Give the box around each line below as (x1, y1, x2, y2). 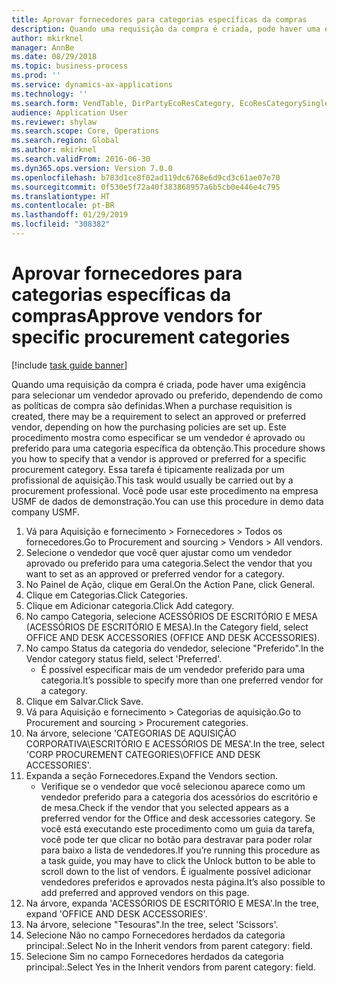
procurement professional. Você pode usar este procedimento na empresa (11, 484, 319, 496)
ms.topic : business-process (11, 61, 129, 71)
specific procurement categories (11, 326, 291, 349)
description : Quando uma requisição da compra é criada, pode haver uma (11, 24, 321, 34)
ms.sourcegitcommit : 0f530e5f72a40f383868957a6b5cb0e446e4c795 (11, 182, 281, 192)
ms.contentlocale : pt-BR (11, 201, 115, 211)
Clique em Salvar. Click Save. (25, 695, 144, 707)
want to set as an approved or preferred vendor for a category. (25, 567, 285, 580)
